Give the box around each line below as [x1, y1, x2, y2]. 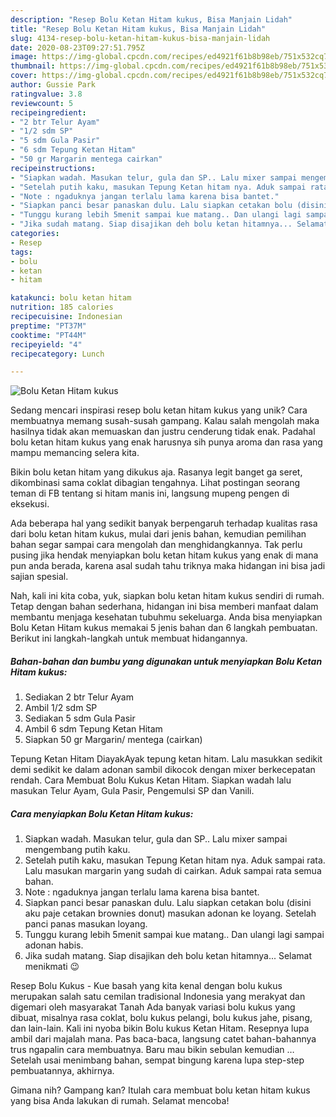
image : [10, 52, 38, 62]
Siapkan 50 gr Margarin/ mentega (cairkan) [24, 734, 203, 746]
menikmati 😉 [24, 961, 80, 973]
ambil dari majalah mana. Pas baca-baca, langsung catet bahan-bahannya [10, 1033, 317, 1045]
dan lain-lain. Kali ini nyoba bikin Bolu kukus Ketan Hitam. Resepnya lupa [10, 1022, 310, 1035]
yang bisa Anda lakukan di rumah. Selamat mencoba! [10, 1095, 230, 1107]
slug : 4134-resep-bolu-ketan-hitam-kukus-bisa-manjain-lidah [10, 33, 271, 43]
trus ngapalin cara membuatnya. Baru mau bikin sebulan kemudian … [10, 1044, 295, 1056]
